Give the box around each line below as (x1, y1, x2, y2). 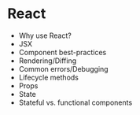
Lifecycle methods (18, 72, 79, 82)
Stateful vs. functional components (18, 98, 133, 107)
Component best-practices (18, 47, 107, 57)
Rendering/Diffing (18, 56, 77, 65)
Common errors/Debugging (18, 64, 109, 73)
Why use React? (18, 31, 72, 40)
